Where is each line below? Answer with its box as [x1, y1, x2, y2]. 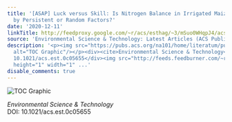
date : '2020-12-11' [7, 23, 64, 30]
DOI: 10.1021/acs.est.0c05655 [7, 108, 91, 116]
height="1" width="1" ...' [13, 61, 91, 68]
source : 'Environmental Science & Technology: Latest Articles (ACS [7, 36, 209, 43]
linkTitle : [7, 29, 39, 37]
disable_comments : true [7, 68, 76, 74]
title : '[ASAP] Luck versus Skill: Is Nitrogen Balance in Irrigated [7, 10, 212, 17]
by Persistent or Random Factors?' [13, 17, 116, 23]
